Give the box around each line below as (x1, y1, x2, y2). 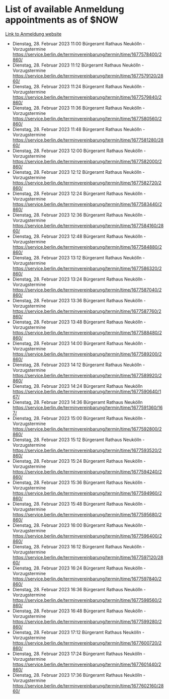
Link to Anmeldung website (5, 31, 62, 37)
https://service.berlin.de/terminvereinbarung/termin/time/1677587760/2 (12, 308, 162, 314)
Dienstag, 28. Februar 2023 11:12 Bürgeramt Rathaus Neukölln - (12, 62, 144, 68)
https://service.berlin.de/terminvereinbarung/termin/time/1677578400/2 (12, 51, 162, 57)
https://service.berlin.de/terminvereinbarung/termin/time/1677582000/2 (12, 158, 162, 164)
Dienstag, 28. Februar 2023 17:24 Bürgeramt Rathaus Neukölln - (12, 651, 146, 657)
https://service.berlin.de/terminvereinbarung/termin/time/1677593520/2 (12, 447, 162, 453)
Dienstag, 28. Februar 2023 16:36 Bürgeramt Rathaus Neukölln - (12, 586, 146, 592)
